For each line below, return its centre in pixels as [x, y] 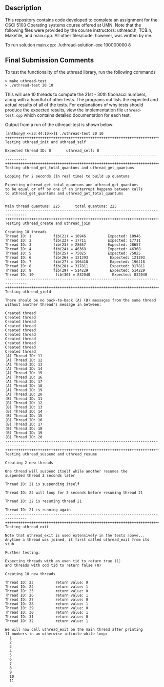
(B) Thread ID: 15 [24, 416]
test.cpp [14, 115]
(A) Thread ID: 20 [24, 394]
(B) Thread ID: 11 [24, 398]
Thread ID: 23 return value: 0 [47, 582]
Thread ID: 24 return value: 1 [47, 587]
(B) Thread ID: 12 [24, 403]
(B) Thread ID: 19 [24, 433]
